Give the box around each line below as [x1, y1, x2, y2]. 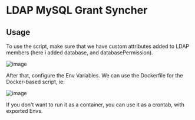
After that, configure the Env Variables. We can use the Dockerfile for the [6, 72, 183, 79]
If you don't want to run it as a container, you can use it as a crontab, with [6, 101, 184, 108]
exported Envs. [6, 108, 43, 114]
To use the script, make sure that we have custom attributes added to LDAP [6, 43, 190, 50]
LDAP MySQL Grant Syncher [6, 4, 148, 17]
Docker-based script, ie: [6, 78, 65, 85]
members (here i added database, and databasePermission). [6, 49, 153, 56]
